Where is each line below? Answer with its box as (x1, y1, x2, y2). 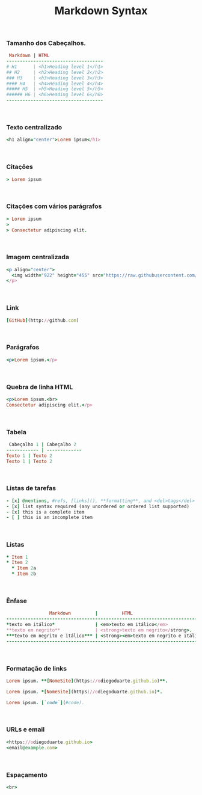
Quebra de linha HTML (6, 382, 73, 391)
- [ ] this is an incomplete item (6, 515, 93, 521)
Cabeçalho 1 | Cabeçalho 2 (8, 441, 77, 447)
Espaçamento (6, 770, 48, 779)
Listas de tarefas (6, 484, 56, 493)
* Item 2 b (11, 571, 36, 577)
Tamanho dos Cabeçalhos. (6, 38, 86, 47)
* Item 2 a (11, 565, 36, 571)
